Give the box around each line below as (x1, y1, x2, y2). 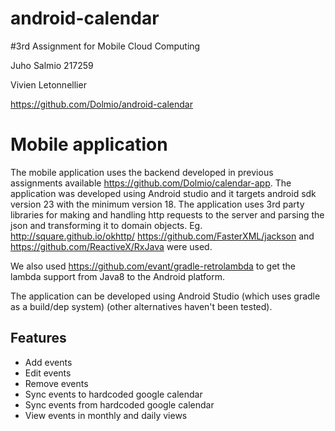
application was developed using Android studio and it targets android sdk (10, 187, 317, 199)
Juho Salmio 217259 (10, 59, 94, 71)
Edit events (24, 367, 72, 379)
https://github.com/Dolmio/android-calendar (10, 98, 193, 110)
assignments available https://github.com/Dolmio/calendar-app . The (10, 177, 292, 189)
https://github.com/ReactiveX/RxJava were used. (10, 240, 213, 252)
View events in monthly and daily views (24, 409, 188, 421)
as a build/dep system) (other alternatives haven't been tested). (10, 300, 273, 312)
